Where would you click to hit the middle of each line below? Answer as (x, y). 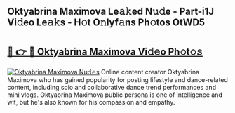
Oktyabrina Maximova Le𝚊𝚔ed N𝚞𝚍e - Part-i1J (111, 12)
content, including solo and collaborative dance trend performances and (112, 87)
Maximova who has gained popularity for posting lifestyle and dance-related (117, 80)
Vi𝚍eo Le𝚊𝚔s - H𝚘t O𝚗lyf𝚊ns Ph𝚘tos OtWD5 (106, 23)
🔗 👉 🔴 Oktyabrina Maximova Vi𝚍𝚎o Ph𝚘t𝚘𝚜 (105, 52)
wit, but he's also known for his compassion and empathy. (91, 102)
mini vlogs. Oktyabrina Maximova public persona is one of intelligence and (115, 95)
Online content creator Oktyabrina (150, 72)
